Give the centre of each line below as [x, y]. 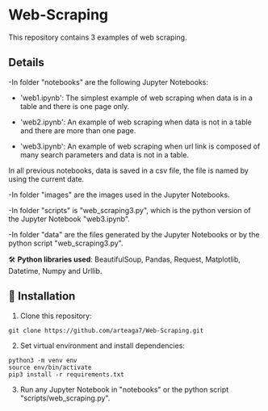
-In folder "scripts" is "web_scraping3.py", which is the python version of [130, 210]
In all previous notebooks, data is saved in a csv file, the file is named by [128, 170]
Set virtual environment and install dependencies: [103, 346]
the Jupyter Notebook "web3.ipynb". [69, 219]
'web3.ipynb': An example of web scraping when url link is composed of [140, 146]
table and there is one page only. [75, 106]
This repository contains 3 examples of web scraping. [98, 37]
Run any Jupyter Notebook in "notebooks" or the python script [124, 389]
